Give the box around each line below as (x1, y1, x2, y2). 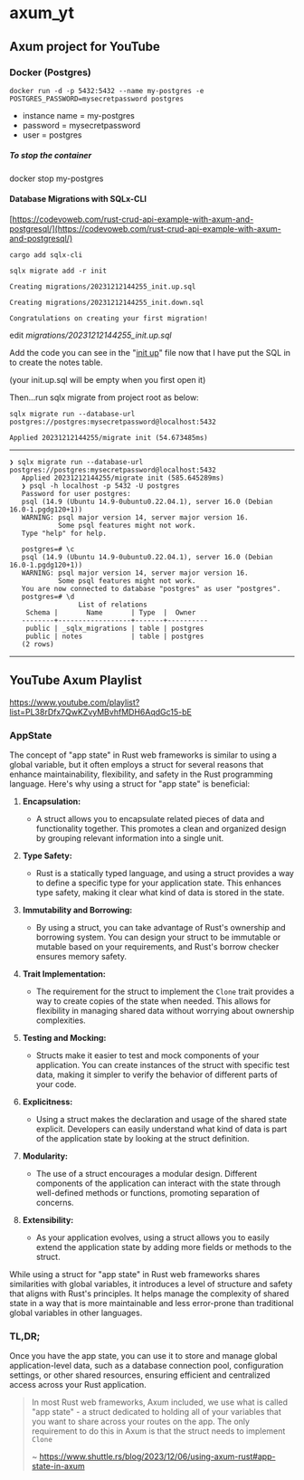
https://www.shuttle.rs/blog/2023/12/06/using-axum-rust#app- (39, 1451, 276, 1462)
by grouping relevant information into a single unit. (35, 833, 224, 844)
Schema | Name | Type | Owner (25, 608, 196, 617)
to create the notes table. (9, 357, 103, 368)
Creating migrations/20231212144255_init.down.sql (9, 298, 204, 308)
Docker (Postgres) (9, 66, 92, 79)
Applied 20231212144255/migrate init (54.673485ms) (9, 434, 208, 443)
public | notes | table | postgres (25, 632, 204, 641)
